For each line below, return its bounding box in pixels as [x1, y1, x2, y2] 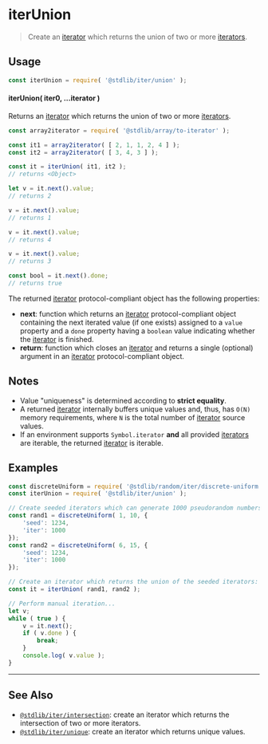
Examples [8, 461, 58, 475]
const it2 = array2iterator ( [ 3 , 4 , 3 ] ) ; [8, 148, 159, 156]
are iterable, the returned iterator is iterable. [19, 438, 164, 447]
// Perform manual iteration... [8, 600, 116, 608]
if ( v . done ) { [22, 629, 77, 637]
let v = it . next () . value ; [8, 185, 94, 193]
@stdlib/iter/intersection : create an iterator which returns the [19, 710, 230, 719]
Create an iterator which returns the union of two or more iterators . [27, 32, 247, 41]
